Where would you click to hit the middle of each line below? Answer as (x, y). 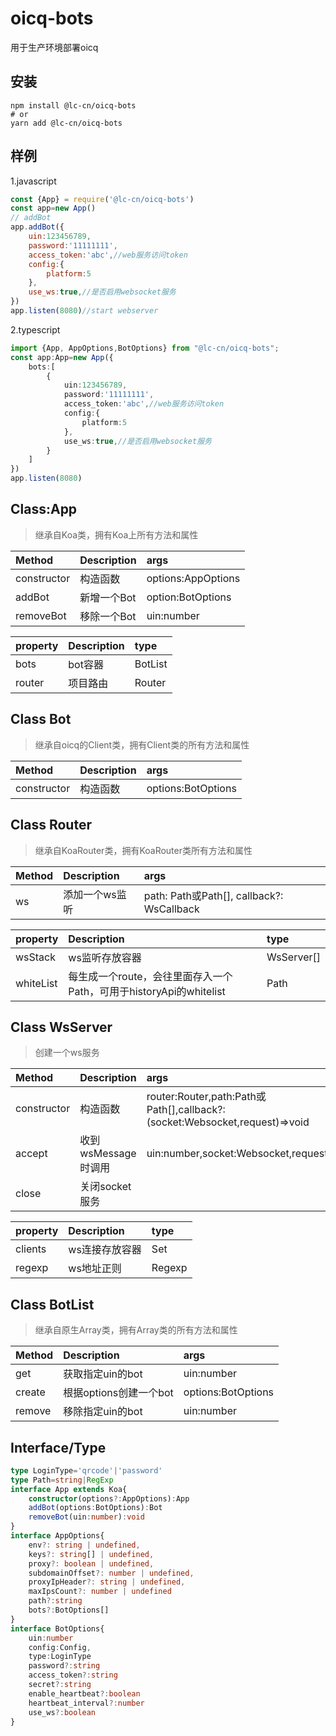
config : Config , (60, 1647)
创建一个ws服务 (67, 1053)
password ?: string (64, 1666)
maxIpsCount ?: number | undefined (100, 1592)
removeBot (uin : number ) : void (86, 1517)
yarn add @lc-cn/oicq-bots (66, 123)
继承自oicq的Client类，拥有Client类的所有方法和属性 (142, 744)
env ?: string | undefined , (84, 1545)
